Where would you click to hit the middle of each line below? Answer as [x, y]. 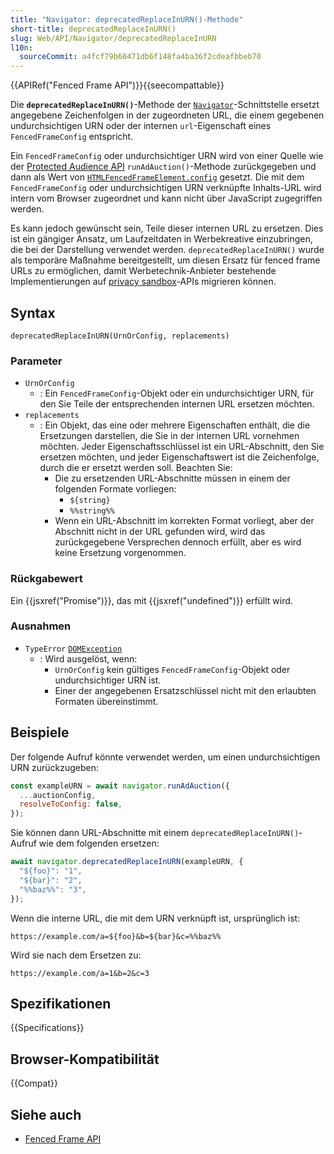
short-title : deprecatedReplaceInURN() [93, 29]
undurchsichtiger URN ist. [108, 680]
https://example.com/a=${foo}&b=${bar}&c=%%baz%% [116, 936]
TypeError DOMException [73, 649]
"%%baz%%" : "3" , [53, 889]
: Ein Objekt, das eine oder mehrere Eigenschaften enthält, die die [175, 425]
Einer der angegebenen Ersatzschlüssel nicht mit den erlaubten [185, 690]
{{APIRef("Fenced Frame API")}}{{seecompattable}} [117, 85]
